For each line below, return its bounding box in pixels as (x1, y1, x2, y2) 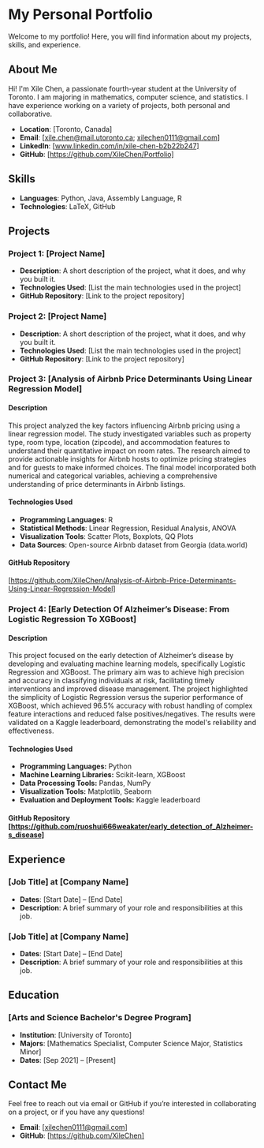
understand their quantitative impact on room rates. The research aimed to (8, 446, 251, 455)
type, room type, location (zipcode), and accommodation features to (8, 437, 231, 447)
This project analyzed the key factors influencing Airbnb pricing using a (8, 421, 240, 430)
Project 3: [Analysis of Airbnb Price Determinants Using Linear (8, 373, 253, 384)
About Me (8, 63, 58, 77)
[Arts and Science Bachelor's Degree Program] (8, 1012, 191, 1023)
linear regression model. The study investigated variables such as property (8, 428, 251, 439)
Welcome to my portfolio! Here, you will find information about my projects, (8, 32, 252, 41)
